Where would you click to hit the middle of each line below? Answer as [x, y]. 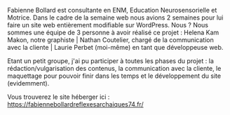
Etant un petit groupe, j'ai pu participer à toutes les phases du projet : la [110, 61]
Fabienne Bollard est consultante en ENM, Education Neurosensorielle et [112, 10]
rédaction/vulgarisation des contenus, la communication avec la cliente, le [114, 68]
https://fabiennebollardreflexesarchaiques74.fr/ [75, 104]
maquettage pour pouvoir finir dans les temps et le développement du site [114, 76]
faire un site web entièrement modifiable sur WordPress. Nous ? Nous [108, 25]
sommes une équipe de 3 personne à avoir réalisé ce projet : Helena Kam [113, 32]
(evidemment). [28, 83]
